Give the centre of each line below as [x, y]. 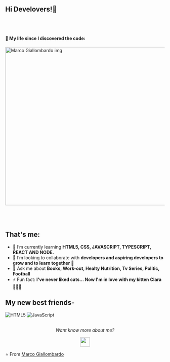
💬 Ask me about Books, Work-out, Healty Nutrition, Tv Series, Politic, [86, 268]
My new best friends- [40, 303]
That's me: [23, 235]
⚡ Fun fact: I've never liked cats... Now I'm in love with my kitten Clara [87, 279]
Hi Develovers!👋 [31, 9]
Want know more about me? [85, 330]
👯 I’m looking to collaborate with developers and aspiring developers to [88, 257]
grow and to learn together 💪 [43, 263]
